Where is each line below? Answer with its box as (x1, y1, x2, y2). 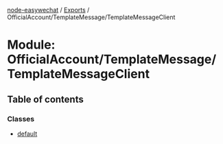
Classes (7, 114, 35, 123)
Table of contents (7, 93, 84, 105)
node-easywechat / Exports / (7, 6, 90, 14)
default (16, 130, 38, 138)
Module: (7, 37, 56, 53)
